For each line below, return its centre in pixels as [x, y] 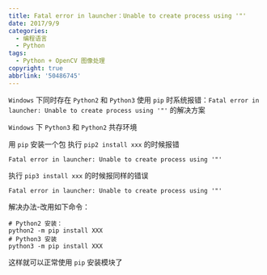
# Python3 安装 [33, 239]
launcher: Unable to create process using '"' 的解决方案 [107, 110]
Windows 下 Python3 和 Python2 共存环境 [73, 127]
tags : [17, 53]
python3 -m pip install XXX [56, 246]
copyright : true [36, 69]
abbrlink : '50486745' [45, 76]
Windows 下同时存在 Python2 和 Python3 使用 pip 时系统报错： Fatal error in [134, 100]
